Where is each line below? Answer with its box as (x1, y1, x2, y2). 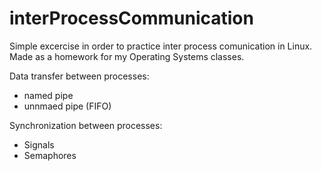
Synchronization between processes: (9, 119, 163, 131)
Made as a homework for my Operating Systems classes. (9, 50, 245, 62)
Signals (23, 138, 55, 151)
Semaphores (23, 149, 77, 161)
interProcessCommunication (9, 7, 254, 30)
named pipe (23, 89, 74, 101)
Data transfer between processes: (9, 70, 150, 82)
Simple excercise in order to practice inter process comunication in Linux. (9, 40, 313, 52)
